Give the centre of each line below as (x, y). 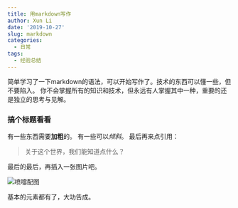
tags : (15, 54)
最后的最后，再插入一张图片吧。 (54, 167)
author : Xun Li (30, 21)
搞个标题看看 (29, 120)
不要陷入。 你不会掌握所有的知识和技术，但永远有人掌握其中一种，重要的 (114, 90)
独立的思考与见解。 (41, 99)
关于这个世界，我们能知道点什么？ (75, 152)
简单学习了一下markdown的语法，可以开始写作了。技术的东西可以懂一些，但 (119, 81)
